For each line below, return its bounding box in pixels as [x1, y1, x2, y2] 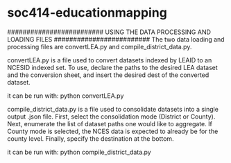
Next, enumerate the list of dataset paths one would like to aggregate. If [7, 119, 213, 128]
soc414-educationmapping [7, 5, 168, 21]
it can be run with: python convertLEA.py [7, 92, 124, 100]
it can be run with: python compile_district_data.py [7, 148, 151, 156]
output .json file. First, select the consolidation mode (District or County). [7, 112, 216, 121]
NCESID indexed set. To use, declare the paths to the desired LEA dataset [7, 63, 219, 71]
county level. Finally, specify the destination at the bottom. [7, 134, 175, 143]
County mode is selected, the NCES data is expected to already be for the [7, 127, 219, 135]
